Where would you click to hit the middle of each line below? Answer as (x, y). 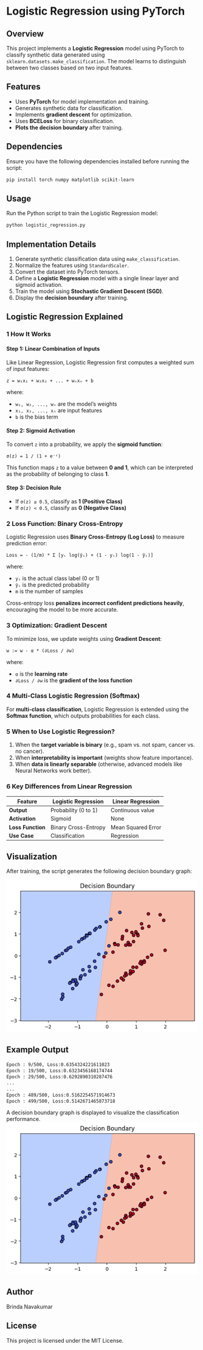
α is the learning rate (41, 674)
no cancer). (29, 751)
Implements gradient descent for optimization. (74, 115)
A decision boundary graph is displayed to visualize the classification (93, 1112)
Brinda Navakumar (29, 1306)
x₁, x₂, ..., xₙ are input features (58, 410)
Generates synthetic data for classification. (69, 108)
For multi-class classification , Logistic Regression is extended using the (98, 709)
